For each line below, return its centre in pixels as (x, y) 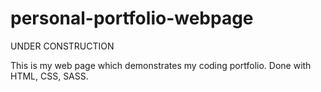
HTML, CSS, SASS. (49, 76)
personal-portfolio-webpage (132, 18)
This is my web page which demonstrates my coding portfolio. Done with (161, 65)
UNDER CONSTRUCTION (62, 46)
